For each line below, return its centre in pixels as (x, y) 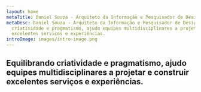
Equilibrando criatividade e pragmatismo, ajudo (97, 63)
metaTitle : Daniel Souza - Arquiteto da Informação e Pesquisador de (95, 17)
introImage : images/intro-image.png (52, 39)
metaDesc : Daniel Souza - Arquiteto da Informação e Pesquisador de (93, 23)
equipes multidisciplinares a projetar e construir (98, 73)
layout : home (22, 12)
